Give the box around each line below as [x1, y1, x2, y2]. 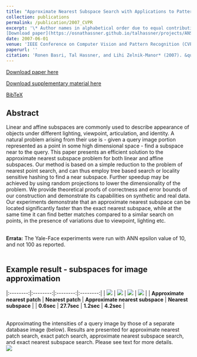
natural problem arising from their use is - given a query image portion [6, 136, 176, 143]
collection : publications [6, 14, 69, 20]
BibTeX [6, 91, 23, 98]
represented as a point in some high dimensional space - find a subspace [6, 142, 184, 150]
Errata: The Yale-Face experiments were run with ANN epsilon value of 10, [6, 235, 186, 242]
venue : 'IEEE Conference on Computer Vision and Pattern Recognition [6, 42, 180, 48]
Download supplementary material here [6, 80, 101, 87]
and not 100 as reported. [6, 241, 66, 248]
